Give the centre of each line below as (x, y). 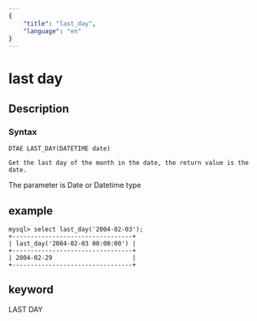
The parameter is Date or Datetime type (75, 185)
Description (39, 108)
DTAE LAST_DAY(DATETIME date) (60, 149)
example (31, 211)
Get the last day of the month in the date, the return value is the (129, 163)
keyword (31, 290)
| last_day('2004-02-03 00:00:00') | (72, 243)
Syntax (23, 132)
